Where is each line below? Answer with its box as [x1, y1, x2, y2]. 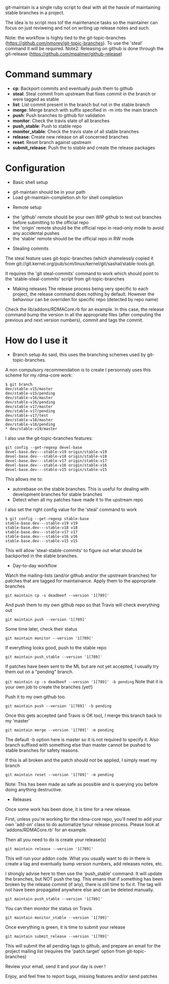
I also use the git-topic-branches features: [5, 435, 93, 441]
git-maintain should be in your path [12, 189, 86, 195]
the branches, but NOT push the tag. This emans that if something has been [5, 876, 163, 882]
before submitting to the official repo [12, 219, 89, 225]
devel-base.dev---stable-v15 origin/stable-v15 [5, 467, 107, 472]
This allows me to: [5, 476, 43, 482]
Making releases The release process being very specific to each [12, 285, 149, 291]
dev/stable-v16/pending [5, 399, 55, 405]
